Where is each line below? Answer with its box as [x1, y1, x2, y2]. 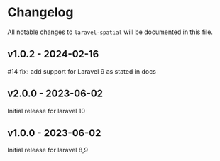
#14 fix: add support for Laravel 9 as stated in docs [7, 67, 156, 75]
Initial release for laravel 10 [7, 106, 85, 115]
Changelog [7, 4, 74, 21]
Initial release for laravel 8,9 [7, 146, 89, 155]
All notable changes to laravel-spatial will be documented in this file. [7, 28, 213, 36]
